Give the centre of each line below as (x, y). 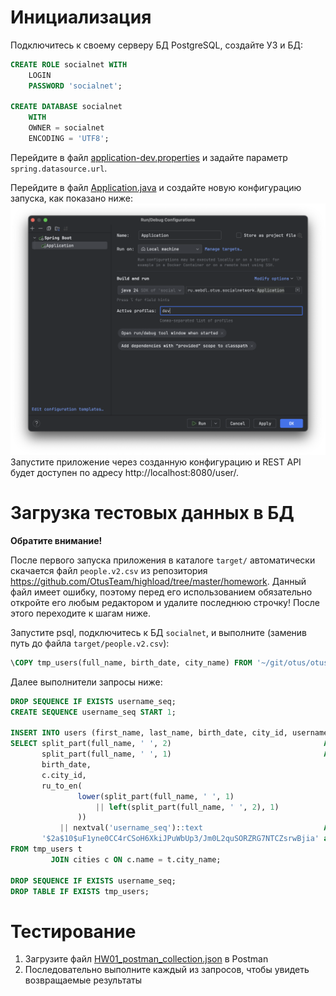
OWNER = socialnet (66, 128)
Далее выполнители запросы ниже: (86, 682)
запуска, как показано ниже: (71, 198)
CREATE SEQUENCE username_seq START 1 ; (93, 712)
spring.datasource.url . (59, 168)
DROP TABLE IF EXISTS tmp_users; (80, 891)
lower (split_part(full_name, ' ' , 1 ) (156, 796)
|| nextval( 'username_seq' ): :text (131, 828)
